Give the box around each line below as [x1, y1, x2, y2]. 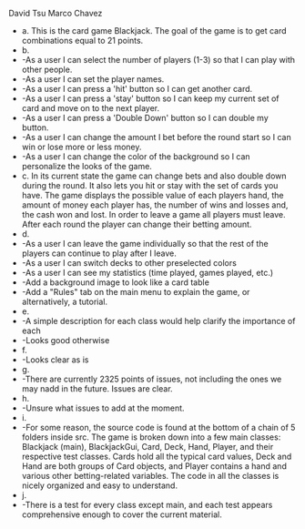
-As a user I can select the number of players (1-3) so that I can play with [21, 55, 296, 65]
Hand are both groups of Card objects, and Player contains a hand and [21, 461, 288, 472]
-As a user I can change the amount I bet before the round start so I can [21, 132, 292, 142]
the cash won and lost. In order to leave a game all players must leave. [21, 209, 286, 219]
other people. [21, 64, 73, 75]
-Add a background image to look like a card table [21, 277, 210, 288]
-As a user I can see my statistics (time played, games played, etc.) [21, 268, 274, 278]
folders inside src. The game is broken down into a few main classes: [21, 432, 281, 443]
